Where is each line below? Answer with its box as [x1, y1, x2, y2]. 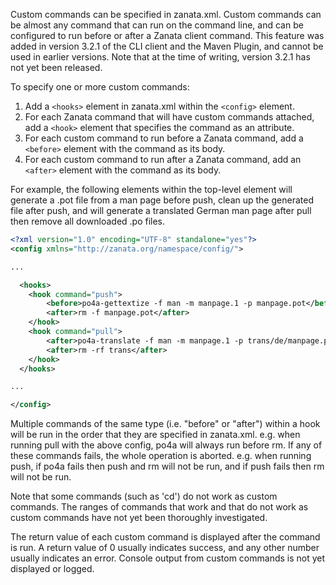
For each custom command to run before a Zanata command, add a [24, 132, 304, 144]
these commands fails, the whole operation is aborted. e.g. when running [10, 450, 312, 462]
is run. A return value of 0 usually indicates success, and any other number [10, 542, 320, 554]
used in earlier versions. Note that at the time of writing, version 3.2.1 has [10, 51, 311, 63]
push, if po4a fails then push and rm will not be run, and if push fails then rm [10, 460, 325, 473]
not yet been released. [10, 62, 103, 73]
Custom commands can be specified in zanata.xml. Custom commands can [10, 9, 322, 20]
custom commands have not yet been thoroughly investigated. [10, 512, 268, 524]
